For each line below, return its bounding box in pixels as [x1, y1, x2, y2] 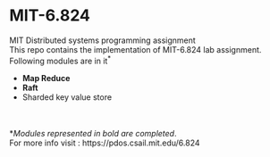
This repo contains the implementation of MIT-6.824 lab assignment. [9, 44, 262, 54]
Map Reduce [21, 72, 71, 83]
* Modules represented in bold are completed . [9, 128, 177, 138]
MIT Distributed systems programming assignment [9, 35, 197, 45]
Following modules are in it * [9, 54, 112, 66]
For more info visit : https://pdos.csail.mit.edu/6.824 [9, 137, 200, 148]
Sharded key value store [21, 91, 113, 103]
